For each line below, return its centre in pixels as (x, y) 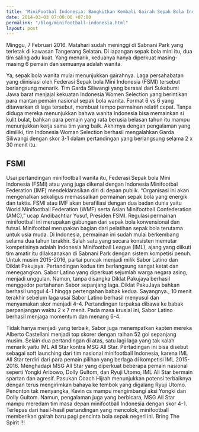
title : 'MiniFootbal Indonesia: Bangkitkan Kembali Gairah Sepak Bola (95, 12)
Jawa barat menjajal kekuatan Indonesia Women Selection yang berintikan (97, 94)
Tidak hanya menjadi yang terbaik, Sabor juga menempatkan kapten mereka (99, 328)
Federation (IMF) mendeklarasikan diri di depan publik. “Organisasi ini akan (98, 190)
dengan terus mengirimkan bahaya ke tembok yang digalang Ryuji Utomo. (96, 385)
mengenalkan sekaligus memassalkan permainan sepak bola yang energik (97, 197)
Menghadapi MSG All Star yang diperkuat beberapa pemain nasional (104, 366)
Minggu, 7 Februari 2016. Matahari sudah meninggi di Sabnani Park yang (95, 45)
